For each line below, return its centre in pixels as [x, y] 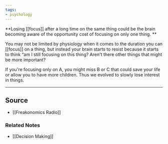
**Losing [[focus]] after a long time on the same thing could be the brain [80, 28]
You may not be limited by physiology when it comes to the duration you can [84, 43]
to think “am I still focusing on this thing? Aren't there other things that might [84, 54]
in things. [15, 80]
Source [17, 100]
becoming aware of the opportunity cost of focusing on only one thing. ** [81, 34]
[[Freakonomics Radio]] [36, 112]
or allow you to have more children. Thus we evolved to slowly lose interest [82, 74]
